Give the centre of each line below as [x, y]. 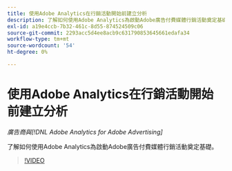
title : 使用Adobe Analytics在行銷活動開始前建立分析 [77, 13]
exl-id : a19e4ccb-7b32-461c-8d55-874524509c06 [75, 26]
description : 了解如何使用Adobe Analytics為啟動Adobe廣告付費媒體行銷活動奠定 [112, 20]
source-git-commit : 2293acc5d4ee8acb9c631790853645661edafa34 [98, 33]
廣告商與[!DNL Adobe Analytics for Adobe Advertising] [85, 132]
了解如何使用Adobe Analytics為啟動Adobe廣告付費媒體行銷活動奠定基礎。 [113, 146]
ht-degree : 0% [28, 52]
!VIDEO [34, 160]
